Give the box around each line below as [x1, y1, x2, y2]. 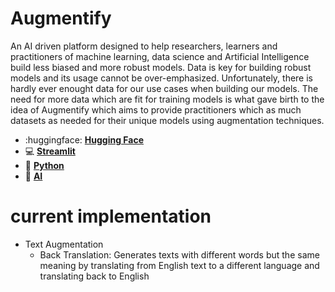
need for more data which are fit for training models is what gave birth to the [10, 93, 325, 105]
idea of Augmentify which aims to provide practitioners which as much [10, 103, 302, 116]
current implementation [10, 205, 212, 228]
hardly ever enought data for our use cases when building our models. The [10, 82, 319, 94]
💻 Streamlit [24, 145, 76, 157]
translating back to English [39, 270, 150, 282]
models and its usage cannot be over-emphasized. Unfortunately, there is [10, 72, 313, 84]
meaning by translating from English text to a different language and [39, 259, 320, 271]
